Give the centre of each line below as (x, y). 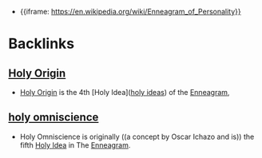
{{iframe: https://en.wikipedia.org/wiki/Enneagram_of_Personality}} (130, 12)
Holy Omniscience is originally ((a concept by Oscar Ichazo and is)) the (137, 136)
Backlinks (42, 44)
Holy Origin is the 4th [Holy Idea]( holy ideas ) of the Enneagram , (125, 92)
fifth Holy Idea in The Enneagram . (75, 145)
